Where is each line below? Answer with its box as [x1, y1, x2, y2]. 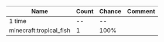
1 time [9, 17, 27, 25]
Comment [127, 7, 155, 15]
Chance [99, 7, 122, 15]
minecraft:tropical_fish [9, 26, 71, 34]
